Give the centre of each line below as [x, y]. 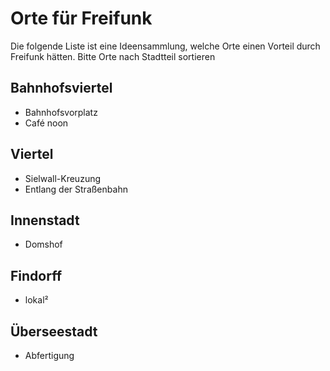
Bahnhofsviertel [61, 88]
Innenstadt [45, 220]
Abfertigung [49, 355]
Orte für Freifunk [81, 18]
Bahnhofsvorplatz [61, 112]
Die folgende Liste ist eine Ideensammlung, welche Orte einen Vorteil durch [165, 46]
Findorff [36, 275]
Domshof [43, 244]
